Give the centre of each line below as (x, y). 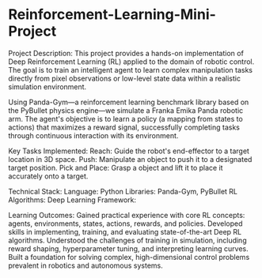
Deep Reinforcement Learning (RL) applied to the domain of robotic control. (131, 62)
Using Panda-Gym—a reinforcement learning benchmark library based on (129, 102)
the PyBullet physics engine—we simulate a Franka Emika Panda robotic (126, 110)
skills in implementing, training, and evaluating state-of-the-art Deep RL (125, 231)
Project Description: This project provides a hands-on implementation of (126, 53)
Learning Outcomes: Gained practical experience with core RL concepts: (127, 215)
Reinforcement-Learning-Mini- (112, 15)
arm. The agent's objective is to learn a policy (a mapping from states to (125, 118)
